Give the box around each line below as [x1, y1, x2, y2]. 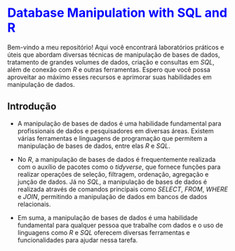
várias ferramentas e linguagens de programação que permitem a [17, 134, 208, 142]
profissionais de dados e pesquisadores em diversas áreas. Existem [17, 126, 214, 135]
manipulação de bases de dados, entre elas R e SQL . [17, 142, 170, 150]
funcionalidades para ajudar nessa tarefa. [17, 236, 138, 244]
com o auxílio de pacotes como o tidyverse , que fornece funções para [17, 163, 221, 171]
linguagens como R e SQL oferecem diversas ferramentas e [17, 228, 191, 236]
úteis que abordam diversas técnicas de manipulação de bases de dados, [7, 50, 220, 59]
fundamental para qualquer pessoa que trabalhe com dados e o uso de [17, 221, 223, 229]
